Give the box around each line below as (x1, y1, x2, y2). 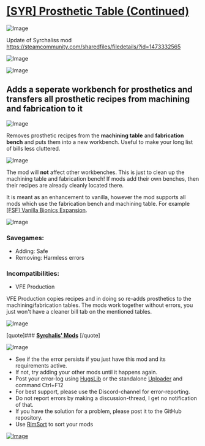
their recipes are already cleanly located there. (6, 181, 124, 189)
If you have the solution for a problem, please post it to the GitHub (15, 407, 182, 415)
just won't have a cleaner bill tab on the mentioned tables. (6, 308, 152, 316)
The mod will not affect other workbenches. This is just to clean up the (6, 168, 185, 176)
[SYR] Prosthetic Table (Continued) (6, 4, 190, 18)
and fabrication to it (6, 104, 83, 114)
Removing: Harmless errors (15, 254, 84, 262)
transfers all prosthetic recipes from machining (6, 94, 190, 105)
